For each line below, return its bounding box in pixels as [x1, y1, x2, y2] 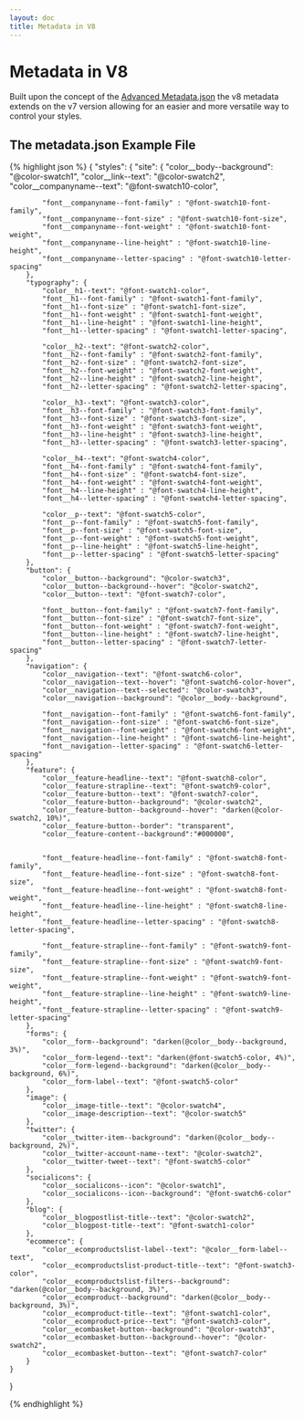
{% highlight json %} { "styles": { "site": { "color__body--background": [9, 162, 274, 173]
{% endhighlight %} [9, 1399, 84, 1410]
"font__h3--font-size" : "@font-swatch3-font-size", [42, 415, 247, 424]
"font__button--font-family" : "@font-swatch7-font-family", [42, 606, 280, 615]
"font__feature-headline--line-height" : [42, 901, 203, 911]
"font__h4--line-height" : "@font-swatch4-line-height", [42, 486, 263, 496]
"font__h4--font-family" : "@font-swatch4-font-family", [42, 462, 263, 471]
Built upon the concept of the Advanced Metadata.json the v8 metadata [9, 91, 279, 102]
